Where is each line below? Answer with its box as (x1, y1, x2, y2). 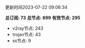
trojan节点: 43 (12, 32, 41, 37)
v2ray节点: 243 (12, 25, 43, 31)
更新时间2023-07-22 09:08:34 (5, 4, 68, 10)
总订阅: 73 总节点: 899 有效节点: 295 (5, 15, 81, 21)
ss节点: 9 (12, 38, 31, 44)
